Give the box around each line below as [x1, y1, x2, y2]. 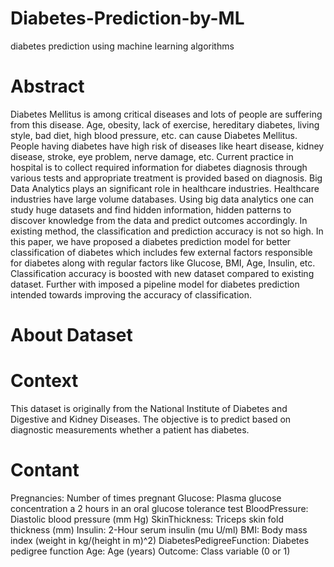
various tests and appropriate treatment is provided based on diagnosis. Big [10, 172, 323, 184]
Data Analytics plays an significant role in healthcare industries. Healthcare [10, 182, 320, 194]
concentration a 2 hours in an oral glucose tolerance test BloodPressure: [10, 502, 309, 514]
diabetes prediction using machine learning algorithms [10, 40, 235, 52]
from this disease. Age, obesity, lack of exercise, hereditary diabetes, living [10, 118, 320, 131]
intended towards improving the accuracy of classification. [10, 288, 252, 301]
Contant [10, 459, 80, 482]
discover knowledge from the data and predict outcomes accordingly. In [10, 214, 308, 226]
